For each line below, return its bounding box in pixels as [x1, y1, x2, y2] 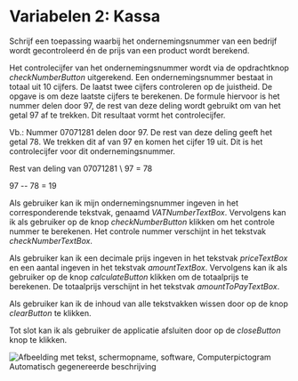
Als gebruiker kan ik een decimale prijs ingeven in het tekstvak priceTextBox [9, 252, 288, 263]
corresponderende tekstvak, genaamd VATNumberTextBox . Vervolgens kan [9, 207, 286, 217]
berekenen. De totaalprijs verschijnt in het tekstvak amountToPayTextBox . [9, 280, 280, 291]
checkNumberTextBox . [9, 235, 93, 246]
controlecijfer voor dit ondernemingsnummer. [9, 145, 176, 157]
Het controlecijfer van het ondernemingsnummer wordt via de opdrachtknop [9, 62, 289, 73]
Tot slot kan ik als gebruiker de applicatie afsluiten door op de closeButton [9, 325, 281, 336]
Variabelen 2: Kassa [9, 6, 161, 27]
